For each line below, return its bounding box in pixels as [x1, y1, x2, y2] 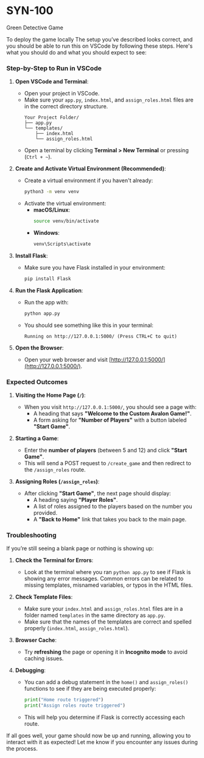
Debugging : [15, 667, 46, 674]
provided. [33, 509, 58, 517]
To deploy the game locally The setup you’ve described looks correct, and [6, 35, 193, 43]
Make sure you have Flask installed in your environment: [24, 263, 166, 271]
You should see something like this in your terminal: [24, 322, 153, 329]
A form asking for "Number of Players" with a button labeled [33, 416, 187, 424]
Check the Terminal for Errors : [15, 557, 94, 564]
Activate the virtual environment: [24, 200, 107, 207]
